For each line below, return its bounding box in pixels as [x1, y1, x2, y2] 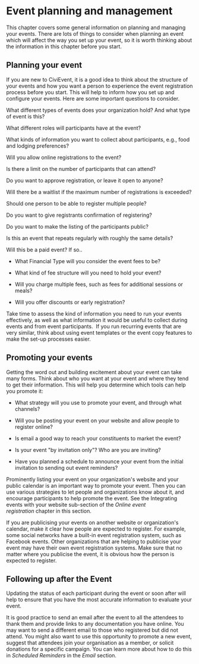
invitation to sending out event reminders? [14, 464, 118, 471]
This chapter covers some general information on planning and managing [6, 24, 186, 31]
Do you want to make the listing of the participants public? [6, 223, 149, 230]
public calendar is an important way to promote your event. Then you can [6, 482, 186, 489]
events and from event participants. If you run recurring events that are [6, 323, 181, 330]
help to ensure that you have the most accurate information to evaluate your [6, 596, 192, 603]
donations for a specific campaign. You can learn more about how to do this [6, 646, 192, 653]
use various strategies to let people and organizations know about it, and [6, 488, 184, 495]
